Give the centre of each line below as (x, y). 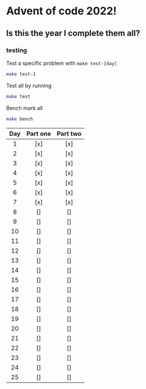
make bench (20, 119)
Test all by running (29, 86)
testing (17, 50)
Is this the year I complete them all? (73, 33)
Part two (69, 133)
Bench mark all (24, 108)
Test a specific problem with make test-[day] (62, 63)
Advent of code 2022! (62, 11)
